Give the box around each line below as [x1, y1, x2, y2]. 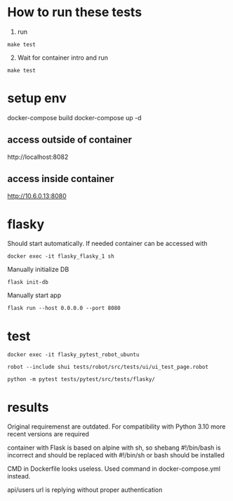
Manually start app [7, 291, 62, 299]
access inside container [7, 173, 114, 185]
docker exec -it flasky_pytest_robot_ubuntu [7, 351, 140, 358]
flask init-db [7, 279, 49, 286]
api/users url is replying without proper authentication [7, 486, 163, 494]
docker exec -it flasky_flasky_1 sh [7, 253, 114, 260]
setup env [7, 91, 67, 106]
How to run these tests [7, 4, 142, 20]
